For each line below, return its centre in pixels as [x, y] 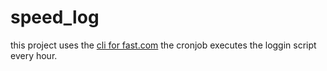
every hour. [34, 55]
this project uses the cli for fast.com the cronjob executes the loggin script [163, 45]
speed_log [55, 17]
